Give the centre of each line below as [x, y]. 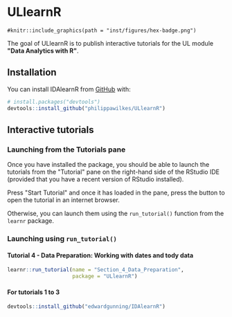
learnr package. [30, 221]
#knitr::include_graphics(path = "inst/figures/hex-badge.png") [102, 30]
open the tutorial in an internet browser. [63, 200]
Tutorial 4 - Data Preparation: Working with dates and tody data [100, 255]
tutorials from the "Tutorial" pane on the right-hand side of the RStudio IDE [114, 172]
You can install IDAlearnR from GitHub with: [69, 89]
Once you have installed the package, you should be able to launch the [108, 165]
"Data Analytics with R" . [43, 51]
